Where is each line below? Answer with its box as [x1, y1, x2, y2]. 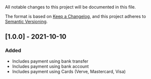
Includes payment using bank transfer [12, 58, 89, 64]
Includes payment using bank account [12, 63, 89, 69]
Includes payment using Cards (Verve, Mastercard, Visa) [12, 68, 126, 74]
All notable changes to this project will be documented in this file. [5, 4, 136, 10]
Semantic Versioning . [5, 19, 48, 24]
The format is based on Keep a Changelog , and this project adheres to [5, 14, 146, 19]
